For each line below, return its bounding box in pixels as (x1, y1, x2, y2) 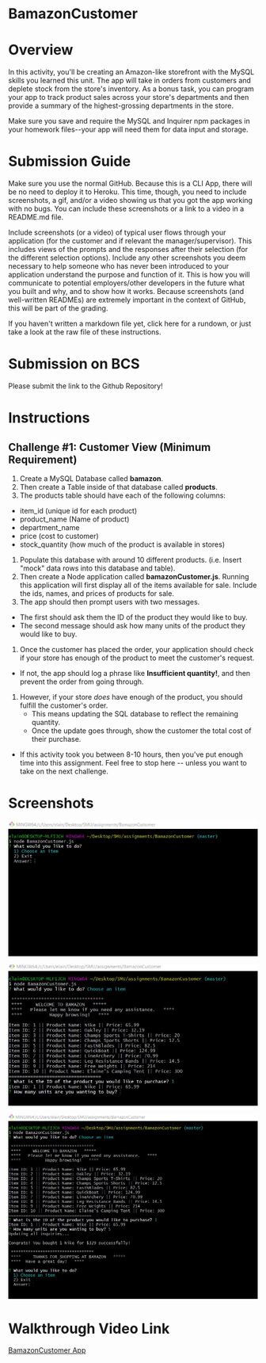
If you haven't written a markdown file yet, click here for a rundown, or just (8, 319, 252, 329)
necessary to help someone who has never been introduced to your (8, 262, 230, 271)
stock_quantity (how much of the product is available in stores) (19, 540, 226, 549)
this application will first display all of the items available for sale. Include (19, 580, 257, 590)
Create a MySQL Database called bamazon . (19, 474, 164, 483)
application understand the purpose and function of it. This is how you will (8, 270, 251, 280)
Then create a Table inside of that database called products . (19, 483, 218, 491)
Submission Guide (8, 152, 131, 170)
